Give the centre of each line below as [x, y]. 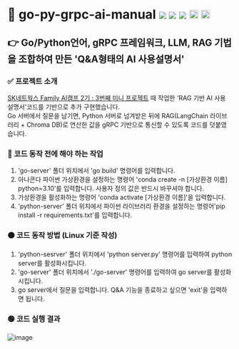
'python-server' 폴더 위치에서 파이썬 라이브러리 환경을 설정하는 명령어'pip [122, 207]
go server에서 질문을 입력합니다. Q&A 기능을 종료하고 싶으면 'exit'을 [113, 290]
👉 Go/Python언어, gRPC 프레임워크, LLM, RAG [110, 42]
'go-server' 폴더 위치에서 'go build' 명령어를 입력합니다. [96, 171]
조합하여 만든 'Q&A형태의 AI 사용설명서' [101, 59]
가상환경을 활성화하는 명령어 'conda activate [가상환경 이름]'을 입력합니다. [122, 197]
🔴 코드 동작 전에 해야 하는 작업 [55, 154]
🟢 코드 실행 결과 [34, 319]
